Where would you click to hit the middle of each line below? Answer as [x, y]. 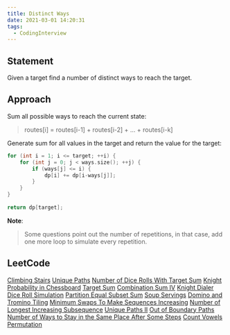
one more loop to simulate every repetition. [86, 241]
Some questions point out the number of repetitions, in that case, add [123, 234]
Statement [30, 61]
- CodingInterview [40, 33]
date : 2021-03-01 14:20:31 [46, 20]
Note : [15, 221]
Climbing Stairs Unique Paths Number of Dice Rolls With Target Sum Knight [115, 280]
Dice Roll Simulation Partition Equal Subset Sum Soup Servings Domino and [115, 295]
